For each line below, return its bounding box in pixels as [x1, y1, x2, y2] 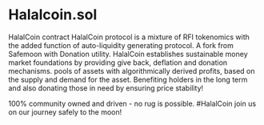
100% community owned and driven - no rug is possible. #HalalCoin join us [8, 99, 257, 108]
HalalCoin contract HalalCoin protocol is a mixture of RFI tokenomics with [8, 32, 250, 42]
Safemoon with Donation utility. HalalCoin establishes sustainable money [8, 49, 248, 58]
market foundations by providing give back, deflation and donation [8, 58, 228, 67]
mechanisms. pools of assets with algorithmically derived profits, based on [8, 66, 255, 75]
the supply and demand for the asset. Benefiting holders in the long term [8, 75, 248, 84]
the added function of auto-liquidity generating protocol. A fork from [8, 40, 234, 50]
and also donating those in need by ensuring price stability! [8, 83, 204, 93]
